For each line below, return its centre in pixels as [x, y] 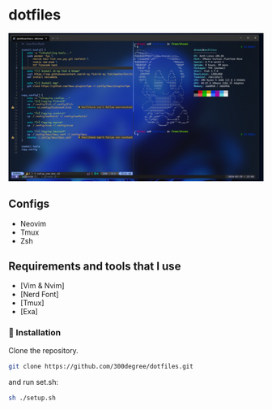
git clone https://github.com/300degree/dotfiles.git [101, 366]
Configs [29, 204]
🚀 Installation [35, 333]
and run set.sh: [34, 382]
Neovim [33, 223]
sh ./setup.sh [32, 398]
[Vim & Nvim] [42, 286]
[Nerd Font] [39, 295]
